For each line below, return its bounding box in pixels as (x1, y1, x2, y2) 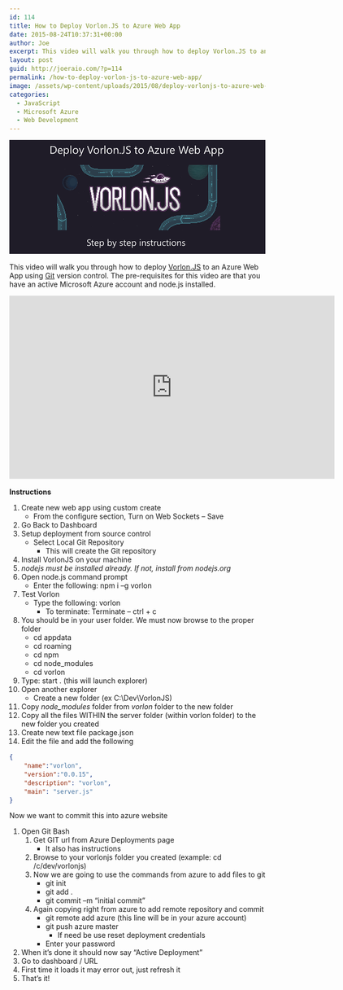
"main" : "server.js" (24, 787, 93, 795)
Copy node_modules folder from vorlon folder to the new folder (20, 702, 234, 712)
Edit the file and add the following (20, 737, 134, 747)
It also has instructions (45, 843, 121, 854)
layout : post (9, 56, 54, 64)
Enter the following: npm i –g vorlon (33, 580, 153, 590)
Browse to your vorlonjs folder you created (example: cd (33, 852, 222, 862)
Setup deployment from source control (20, 529, 151, 539)
